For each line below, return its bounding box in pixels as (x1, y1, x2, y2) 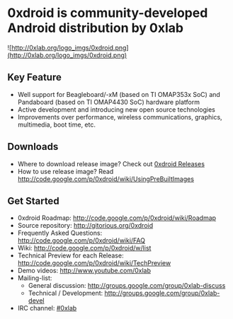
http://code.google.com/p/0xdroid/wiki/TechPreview (17, 259, 171, 267)
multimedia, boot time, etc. (17, 120, 96, 129)
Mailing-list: (17, 274, 52, 282)
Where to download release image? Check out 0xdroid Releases (17, 159, 205, 168)
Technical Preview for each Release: (17, 251, 124, 260)
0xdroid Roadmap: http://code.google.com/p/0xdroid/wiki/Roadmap (17, 214, 217, 222)
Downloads (7, 141, 59, 153)
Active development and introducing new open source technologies (17, 105, 216, 114)
